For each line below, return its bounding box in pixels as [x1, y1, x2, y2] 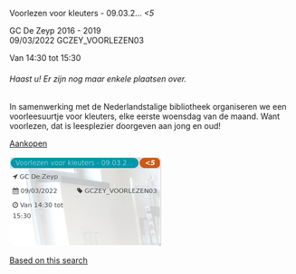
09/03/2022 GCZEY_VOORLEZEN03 [9, 35, 145, 45]
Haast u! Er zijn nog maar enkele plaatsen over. [9, 73, 187, 84]
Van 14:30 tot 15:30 [9, 53, 81, 63]
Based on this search [9, 255, 89, 266]
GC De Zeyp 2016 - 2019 [9, 25, 101, 35]
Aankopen [9, 138, 48, 149]
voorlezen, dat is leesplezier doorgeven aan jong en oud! [9, 121, 222, 132]
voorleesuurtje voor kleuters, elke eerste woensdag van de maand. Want [9, 111, 281, 122]
